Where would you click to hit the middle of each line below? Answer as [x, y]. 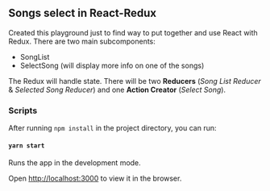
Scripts [23, 110]
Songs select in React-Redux [83, 13]
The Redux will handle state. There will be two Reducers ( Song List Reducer [135, 81]
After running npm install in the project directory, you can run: [112, 128]
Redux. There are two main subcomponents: [82, 41]
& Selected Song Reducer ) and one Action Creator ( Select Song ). [117, 89]
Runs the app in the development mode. [75, 163]
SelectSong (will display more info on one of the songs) [112, 65]
